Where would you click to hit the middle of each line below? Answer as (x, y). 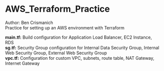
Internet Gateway (23, 63)
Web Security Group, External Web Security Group (56, 53)
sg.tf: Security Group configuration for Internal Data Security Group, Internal (82, 47)
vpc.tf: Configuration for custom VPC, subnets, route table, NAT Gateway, (80, 58)
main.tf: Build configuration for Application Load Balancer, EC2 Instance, (79, 37)
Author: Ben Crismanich (29, 23)
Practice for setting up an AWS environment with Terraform (65, 27)
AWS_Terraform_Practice (58, 9)
